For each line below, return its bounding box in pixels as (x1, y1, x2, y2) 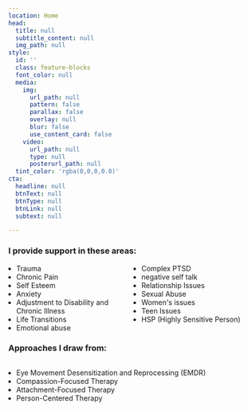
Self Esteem (16, 280, 56, 290)
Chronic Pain (16, 272, 58, 282)
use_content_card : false (29, 130, 112, 138)
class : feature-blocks (15, 64, 91, 72)
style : (8, 49, 30, 57)
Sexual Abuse (141, 289, 187, 298)
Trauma (16, 263, 41, 273)
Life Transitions (16, 314, 67, 324)
